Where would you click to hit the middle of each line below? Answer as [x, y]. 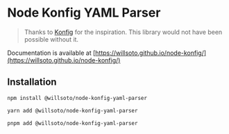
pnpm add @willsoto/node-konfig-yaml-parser [73, 123]
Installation [32, 82]
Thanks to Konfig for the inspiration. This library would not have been [123, 32]
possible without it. [51, 39]
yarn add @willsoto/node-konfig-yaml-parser [73, 110]
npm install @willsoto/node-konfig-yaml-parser [77, 98]
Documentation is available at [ [51, 53]
